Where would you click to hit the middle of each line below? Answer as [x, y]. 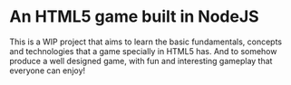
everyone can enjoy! [48, 71]
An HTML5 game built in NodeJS [135, 17]
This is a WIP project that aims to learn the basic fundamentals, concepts [146, 42]
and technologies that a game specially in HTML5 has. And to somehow [143, 51]
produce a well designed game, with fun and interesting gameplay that [141, 61]
